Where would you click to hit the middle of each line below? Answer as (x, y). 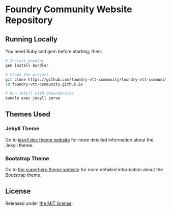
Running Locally (31, 39)
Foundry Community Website (69, 9)
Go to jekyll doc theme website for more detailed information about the (79, 139)
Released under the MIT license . (39, 203)
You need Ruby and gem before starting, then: (54, 51)
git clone (16, 79)
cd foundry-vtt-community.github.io (44, 84)
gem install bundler (27, 65)
